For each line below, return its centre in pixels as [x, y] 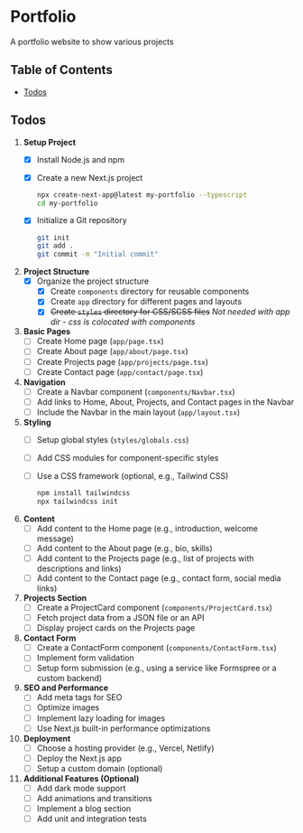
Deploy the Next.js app [79, 758]
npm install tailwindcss [83, 493]
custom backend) [69, 679]
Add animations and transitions [94, 798]
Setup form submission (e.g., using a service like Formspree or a [157, 668]
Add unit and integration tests [92, 819]
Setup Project [49, 142]
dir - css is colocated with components [123, 322]
